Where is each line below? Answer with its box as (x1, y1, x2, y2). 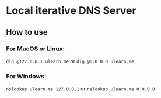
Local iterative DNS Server (6, 4, 136, 17)
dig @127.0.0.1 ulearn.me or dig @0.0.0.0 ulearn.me (6, 57, 134, 64)
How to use (6, 27, 48, 37)
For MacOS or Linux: (6, 45, 65, 53)
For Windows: (6, 72, 47, 80)
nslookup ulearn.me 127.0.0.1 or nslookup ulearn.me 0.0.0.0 (6, 85, 156, 92)
